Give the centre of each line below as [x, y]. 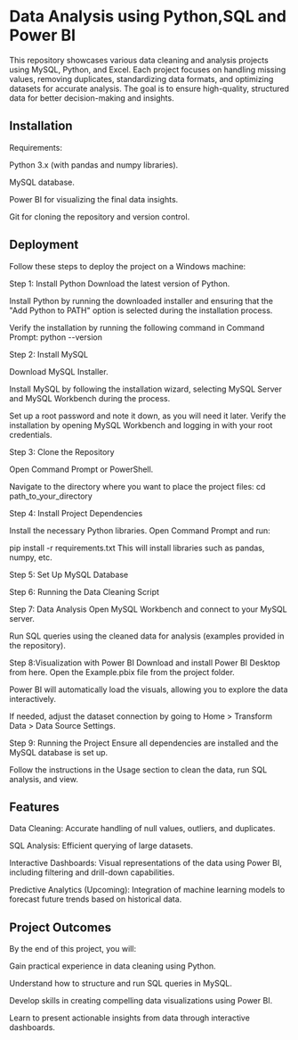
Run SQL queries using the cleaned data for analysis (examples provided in [147, 636]
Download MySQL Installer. [59, 371]
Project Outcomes [60, 927]
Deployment [44, 245]
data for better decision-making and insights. [92, 98]
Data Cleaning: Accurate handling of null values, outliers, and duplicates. [142, 829]
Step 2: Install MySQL [49, 354]
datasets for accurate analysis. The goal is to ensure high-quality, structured [149, 88]
